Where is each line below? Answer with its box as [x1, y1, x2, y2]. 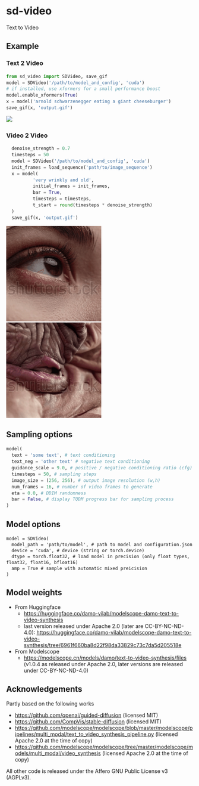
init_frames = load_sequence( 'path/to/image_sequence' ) [11, 164, 153, 171]
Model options [6, 519, 61, 529]
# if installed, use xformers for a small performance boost [6, 86, 161, 92]
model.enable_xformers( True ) [6, 92, 78, 98]
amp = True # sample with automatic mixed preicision [11, 565, 147, 572]
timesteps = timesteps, [32, 196, 92, 202]
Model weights [6, 587, 62, 598]
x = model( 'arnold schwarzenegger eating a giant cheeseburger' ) [6, 98, 171, 105]
